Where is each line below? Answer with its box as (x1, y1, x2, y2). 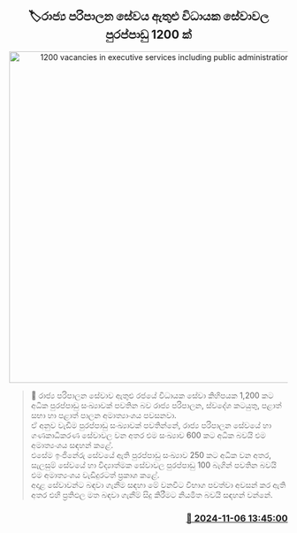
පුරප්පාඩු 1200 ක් (105, 27, 192, 42)
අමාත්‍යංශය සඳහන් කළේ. (30, 439, 114, 450)
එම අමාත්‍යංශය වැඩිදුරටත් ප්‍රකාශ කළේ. (30, 469, 160, 480)
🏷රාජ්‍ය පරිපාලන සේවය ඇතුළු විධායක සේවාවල (27, 9, 270, 24)
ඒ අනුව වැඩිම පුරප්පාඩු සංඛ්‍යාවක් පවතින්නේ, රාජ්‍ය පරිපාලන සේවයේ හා (30, 420, 272, 430)
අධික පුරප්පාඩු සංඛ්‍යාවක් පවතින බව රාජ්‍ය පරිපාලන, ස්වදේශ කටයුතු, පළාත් (30, 400, 282, 410)
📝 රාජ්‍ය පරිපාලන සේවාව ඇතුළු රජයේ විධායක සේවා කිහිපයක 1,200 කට (30, 390, 274, 400)
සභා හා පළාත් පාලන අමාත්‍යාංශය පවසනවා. (30, 409, 177, 420)
